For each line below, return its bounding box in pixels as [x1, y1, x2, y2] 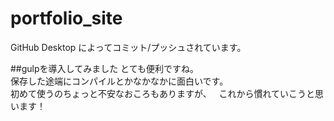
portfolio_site [10, 7, 123, 30]
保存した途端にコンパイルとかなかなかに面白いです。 [10, 75, 229, 87]
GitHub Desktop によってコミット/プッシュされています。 [10, 41, 247, 53]
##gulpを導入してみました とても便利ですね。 [10, 62, 199, 74]
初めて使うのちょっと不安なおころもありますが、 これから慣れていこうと [10, 87, 316, 99]
